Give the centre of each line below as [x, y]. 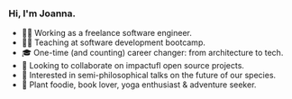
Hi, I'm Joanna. [42, 13]
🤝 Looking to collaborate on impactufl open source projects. [133, 66]
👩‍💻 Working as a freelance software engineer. [107, 33]
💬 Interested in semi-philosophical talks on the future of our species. [149, 76]
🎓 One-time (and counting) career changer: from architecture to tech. [152, 53]
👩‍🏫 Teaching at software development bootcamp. [114, 42]
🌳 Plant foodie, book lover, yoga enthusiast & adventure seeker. [139, 85]
